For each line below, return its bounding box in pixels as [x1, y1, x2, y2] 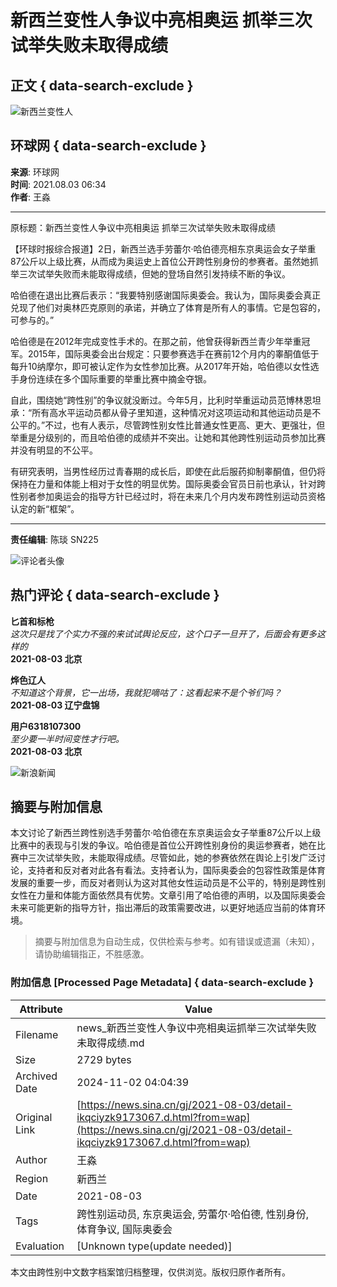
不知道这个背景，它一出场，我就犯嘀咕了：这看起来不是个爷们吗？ [10, 686, 282, 698]
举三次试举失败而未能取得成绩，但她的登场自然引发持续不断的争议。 [10, 267, 291, 280]
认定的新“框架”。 [10, 502, 80, 515]
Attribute [19, 1002, 63, 1016]
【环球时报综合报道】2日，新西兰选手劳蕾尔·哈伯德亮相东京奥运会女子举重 [10, 242, 317, 255]
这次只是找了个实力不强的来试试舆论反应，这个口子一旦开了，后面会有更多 [10, 627, 317, 640]
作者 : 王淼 [10, 191, 51, 203]
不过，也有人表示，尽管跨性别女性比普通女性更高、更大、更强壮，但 [44, 419, 326, 431]
